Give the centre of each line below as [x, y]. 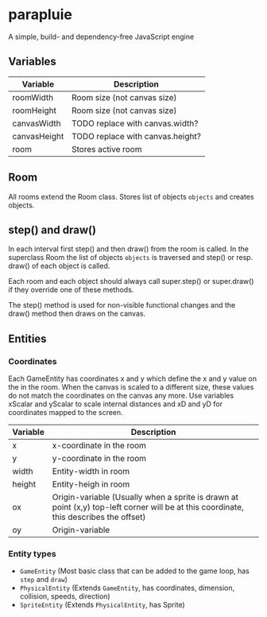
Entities [27, 338]
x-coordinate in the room [99, 445]
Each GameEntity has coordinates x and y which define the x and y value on [132, 378]
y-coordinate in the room [99, 459]
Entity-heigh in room [91, 484]
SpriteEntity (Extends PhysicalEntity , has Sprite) [102, 605]
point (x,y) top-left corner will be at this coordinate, [148, 507]
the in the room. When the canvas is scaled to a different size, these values [131, 387]
